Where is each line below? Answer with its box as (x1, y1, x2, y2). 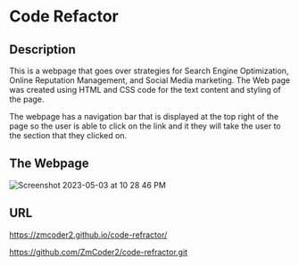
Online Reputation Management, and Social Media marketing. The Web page (9, 75, 291, 86)
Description (9, 42, 76, 57)
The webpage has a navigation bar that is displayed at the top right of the (9, 112, 279, 121)
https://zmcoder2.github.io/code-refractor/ (9, 229, 168, 240)
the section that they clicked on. (9, 130, 128, 140)
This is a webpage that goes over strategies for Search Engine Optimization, (9, 65, 289, 76)
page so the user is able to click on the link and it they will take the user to (9, 121, 281, 131)
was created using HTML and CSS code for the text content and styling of (9, 85, 281, 95)
